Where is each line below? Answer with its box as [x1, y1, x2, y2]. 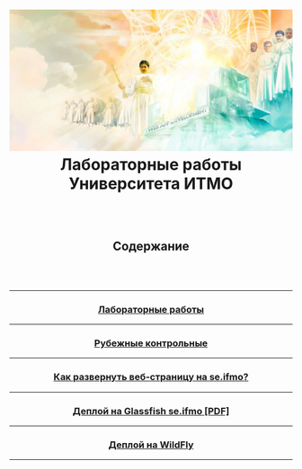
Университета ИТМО [68, 173, 234, 194]
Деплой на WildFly [108, 438, 194, 451]
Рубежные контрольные [93, 337, 209, 350]
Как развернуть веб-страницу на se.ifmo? [53, 371, 249, 384]
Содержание [111, 239, 191, 254]
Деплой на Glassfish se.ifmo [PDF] [72, 404, 230, 417]
